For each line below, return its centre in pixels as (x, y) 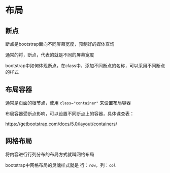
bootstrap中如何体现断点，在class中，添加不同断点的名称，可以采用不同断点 (85, 66)
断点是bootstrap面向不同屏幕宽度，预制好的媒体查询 (60, 44)
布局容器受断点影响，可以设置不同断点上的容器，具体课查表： (70, 113)
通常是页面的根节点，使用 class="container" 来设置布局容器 (68, 103)
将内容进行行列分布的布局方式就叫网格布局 (50, 154)
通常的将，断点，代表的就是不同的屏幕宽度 (50, 55)
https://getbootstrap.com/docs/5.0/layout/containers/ (61, 124)
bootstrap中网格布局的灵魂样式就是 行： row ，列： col (61, 165)
